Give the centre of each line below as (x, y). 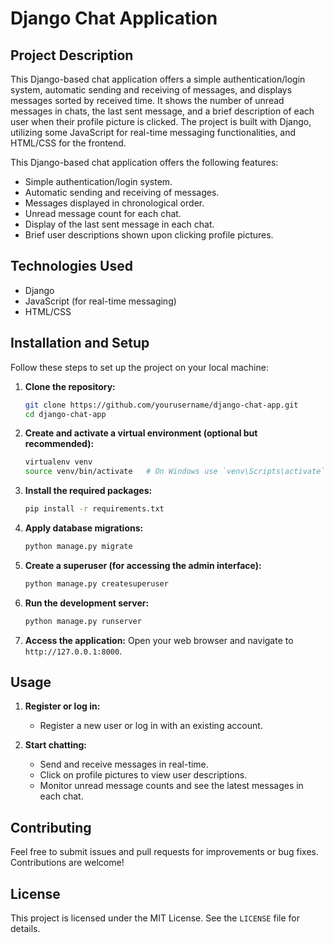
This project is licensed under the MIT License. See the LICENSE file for (155, 918)
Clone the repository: (70, 386)
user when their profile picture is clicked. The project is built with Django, (161, 121)
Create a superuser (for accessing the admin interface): (143, 565)
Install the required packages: (88, 491)
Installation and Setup (80, 343)
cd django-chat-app (65, 414)
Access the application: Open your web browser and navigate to (159, 640)
